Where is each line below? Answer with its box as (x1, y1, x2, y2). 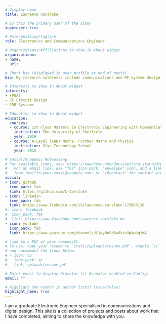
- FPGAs (5, 93, 21, 98)
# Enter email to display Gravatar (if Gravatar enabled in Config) (5, 271, 149, 276)
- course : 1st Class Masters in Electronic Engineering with (9, 125, 138, 130)
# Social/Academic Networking (5, 157, 68, 162)
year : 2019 (14, 134, 37, 139)
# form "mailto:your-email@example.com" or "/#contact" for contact (5, 171, 154, 176)
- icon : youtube (5, 221, 39, 226)
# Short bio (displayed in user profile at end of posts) (5, 70, 127, 76)
